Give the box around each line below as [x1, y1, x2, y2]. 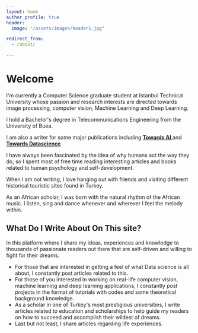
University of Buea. [6, 122, 53, 129]
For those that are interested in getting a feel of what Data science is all [14, 263, 189, 270]
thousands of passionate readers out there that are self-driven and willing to [6, 245, 193, 252]
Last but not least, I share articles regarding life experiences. [14, 320, 163, 327]
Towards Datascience [6, 140, 61, 147]
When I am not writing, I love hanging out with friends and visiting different [6, 176, 189, 183]
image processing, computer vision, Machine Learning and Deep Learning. [6, 104, 189, 112]
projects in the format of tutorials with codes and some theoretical [14, 288, 177, 296]
